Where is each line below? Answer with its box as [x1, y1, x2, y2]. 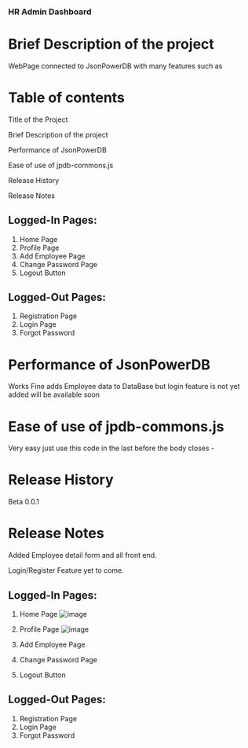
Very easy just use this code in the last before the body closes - [8, 443, 214, 453]
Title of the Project [8, 115, 68, 124]
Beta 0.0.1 [8, 497, 39, 507]
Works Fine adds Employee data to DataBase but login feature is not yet [8, 382, 241, 391]
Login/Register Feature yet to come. [8, 566, 124, 575]
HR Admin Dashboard [8, 6, 92, 17]
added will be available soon [8, 390, 100, 399]
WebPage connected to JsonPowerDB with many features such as [8, 61, 223, 71]
